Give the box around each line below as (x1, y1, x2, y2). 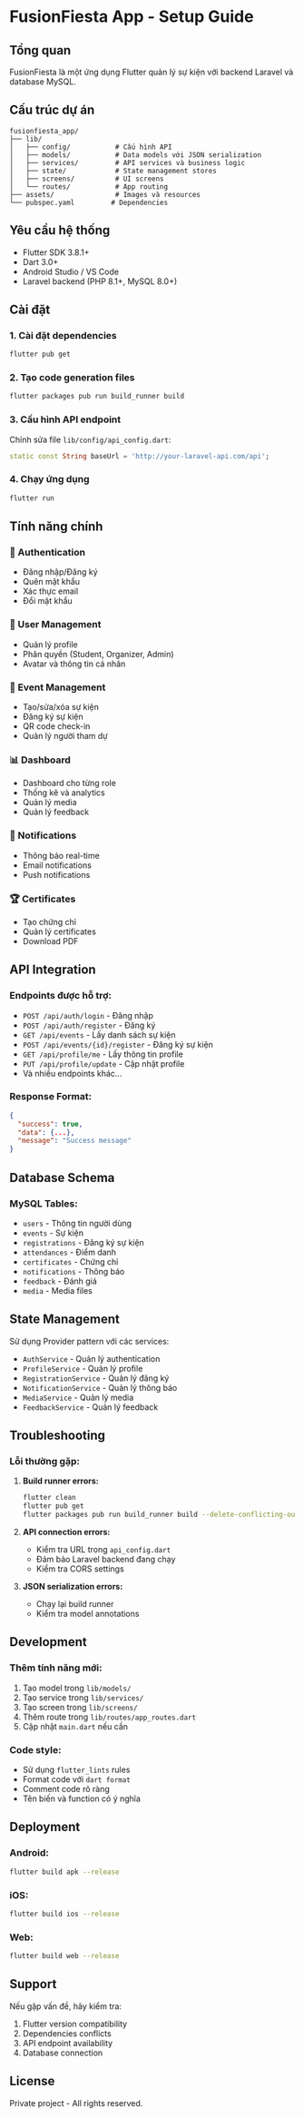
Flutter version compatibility (22, 2018, 128, 2029)
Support (9, 1976, 57, 1992)
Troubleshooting (9, 1428, 106, 1443)
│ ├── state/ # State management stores (9, 166, 218, 175)
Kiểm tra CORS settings (35, 1563, 124, 1574)
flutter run (9, 493, 54, 503)
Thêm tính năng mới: (9, 1661, 103, 1674)
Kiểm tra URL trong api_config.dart (35, 1544, 172, 1555)
